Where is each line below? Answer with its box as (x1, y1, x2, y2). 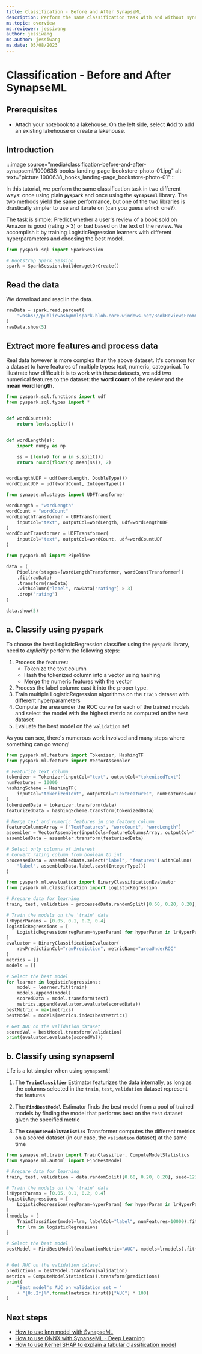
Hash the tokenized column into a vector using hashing (23, 671, 161, 678)
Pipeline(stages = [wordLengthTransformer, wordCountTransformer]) (17, 569, 185, 575)
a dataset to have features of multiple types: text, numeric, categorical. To (6, 363, 189, 370)
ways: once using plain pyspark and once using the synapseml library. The (6, 191, 188, 198)
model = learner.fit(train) (17, 984, 87, 991)
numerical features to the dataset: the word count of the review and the (6, 376, 184, 383)
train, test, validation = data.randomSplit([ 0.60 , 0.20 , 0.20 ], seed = (6, 1174, 189, 1180)
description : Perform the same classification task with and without (6, 14, 185, 20)
